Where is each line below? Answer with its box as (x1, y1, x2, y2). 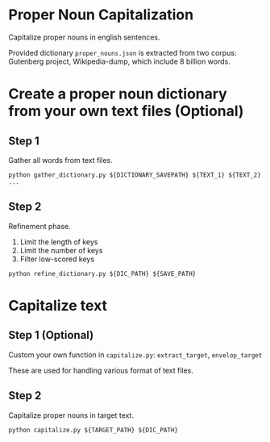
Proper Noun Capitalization (8, 6, 194, 24)
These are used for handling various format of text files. (8, 365, 193, 375)
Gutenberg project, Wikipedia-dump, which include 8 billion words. (8, 56, 231, 66)
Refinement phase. (8, 221, 71, 231)
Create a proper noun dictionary (8, 85, 227, 103)
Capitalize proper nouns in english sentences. (8, 32, 160, 42)
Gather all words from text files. (8, 155, 113, 165)
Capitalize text (8, 296, 107, 315)
